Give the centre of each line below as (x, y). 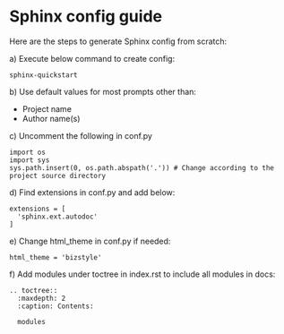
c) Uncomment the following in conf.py (81, 135)
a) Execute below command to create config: (92, 58)
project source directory (57, 176)
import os (28, 152)
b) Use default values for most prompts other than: (103, 91)
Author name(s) (51, 118)
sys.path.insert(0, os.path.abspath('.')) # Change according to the (142, 167)
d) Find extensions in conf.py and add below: (92, 192)
